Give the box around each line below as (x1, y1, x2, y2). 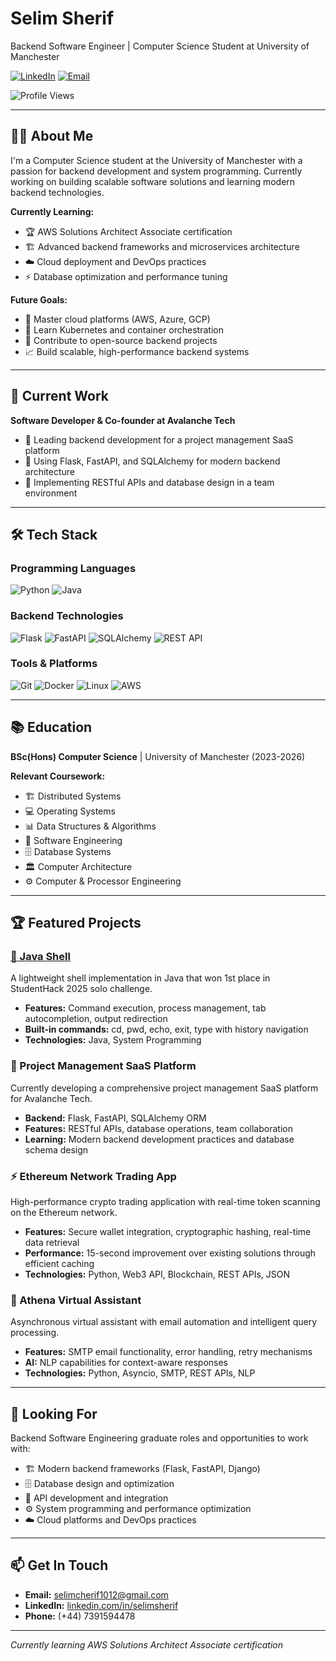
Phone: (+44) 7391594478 (24, 1610, 136, 1622)
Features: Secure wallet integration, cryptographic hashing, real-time (24, 1225, 312, 1237)
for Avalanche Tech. (10, 1092, 93, 1104)
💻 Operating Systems (24, 805, 116, 817)
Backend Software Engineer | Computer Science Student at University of (10, 40, 310, 52)
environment (24, 487, 78, 499)
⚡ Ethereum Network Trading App (10, 1169, 177, 1183)
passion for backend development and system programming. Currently (10, 165, 303, 177)
